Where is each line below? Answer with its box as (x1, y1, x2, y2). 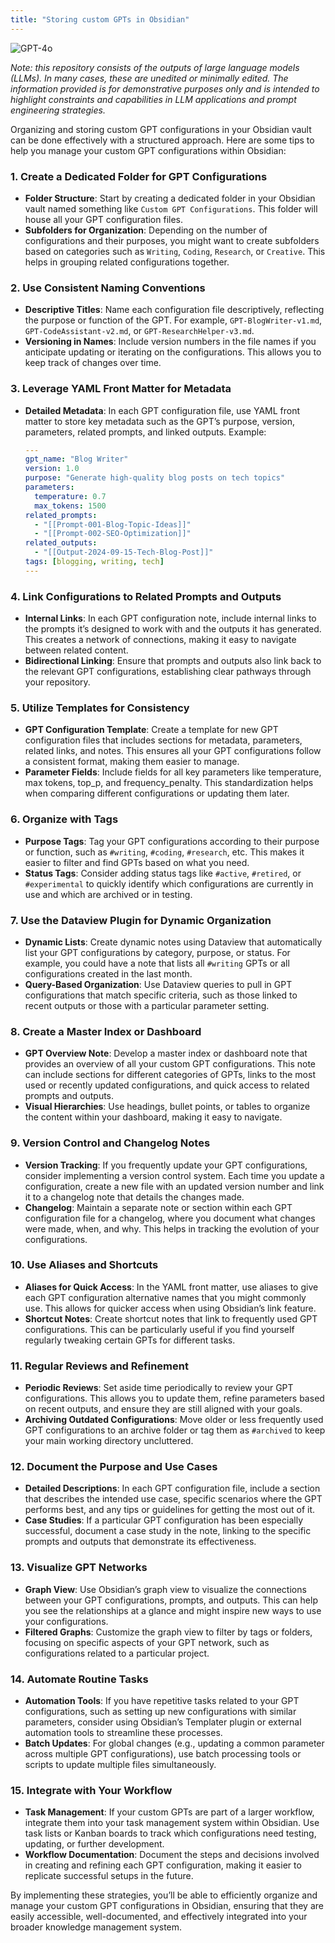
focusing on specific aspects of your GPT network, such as (24, 1636, 270, 1648)
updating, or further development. (24, 1838, 165, 1850)
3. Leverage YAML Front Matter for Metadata (10, 382, 232, 396)
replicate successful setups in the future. (24, 1870, 194, 1882)
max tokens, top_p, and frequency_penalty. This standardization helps (24, 777, 314, 789)
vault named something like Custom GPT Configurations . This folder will (24, 202, 318, 215)
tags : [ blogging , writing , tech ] (24, 557, 165, 567)
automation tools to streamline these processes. (24, 1727, 223, 1739)
